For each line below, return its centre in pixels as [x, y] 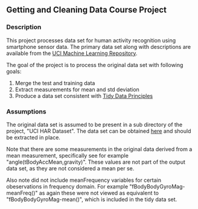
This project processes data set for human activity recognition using [91, 40]
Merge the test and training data [55, 83]
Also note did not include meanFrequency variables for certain [84, 180]
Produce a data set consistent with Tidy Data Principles [84, 95]
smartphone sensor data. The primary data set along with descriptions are [99, 47]
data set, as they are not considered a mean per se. [70, 168]
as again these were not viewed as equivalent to [99, 193]
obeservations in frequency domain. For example [67, 186]
